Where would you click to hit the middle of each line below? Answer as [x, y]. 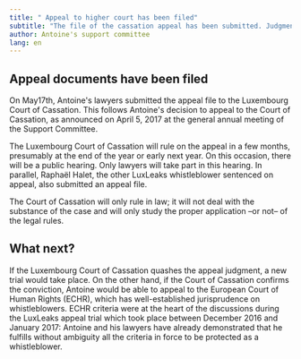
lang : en [26, 43]
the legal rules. [37, 221]
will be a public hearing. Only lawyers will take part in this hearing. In [136, 166]
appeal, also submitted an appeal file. [78, 184]
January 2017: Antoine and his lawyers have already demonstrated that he [146, 327]
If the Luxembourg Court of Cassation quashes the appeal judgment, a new [148, 270]
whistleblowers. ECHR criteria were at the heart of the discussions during [144, 308]
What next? [42, 248]
